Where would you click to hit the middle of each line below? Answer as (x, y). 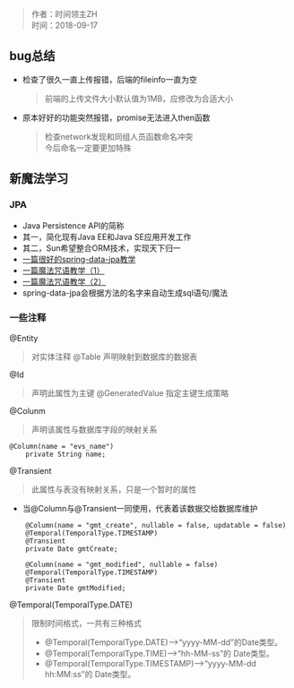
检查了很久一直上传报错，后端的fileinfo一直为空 (109, 79)
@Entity (24, 338)
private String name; (65, 454)
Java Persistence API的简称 (73, 225)
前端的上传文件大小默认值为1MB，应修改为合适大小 (139, 99)
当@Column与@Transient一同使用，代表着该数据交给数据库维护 (140, 508)
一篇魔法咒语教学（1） (63, 270)
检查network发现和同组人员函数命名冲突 (119, 136)
